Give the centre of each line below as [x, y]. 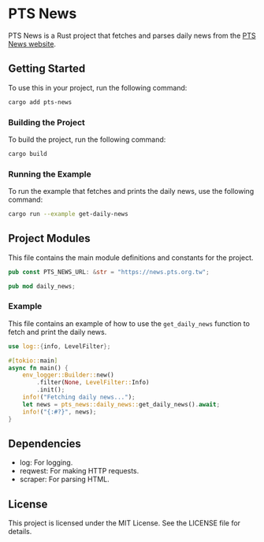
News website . [32, 43]
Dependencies [45, 443]
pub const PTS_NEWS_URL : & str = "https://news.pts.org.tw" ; [109, 272]
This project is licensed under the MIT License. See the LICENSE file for [125, 523]
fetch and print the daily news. [58, 332]
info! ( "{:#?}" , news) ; [59, 412]
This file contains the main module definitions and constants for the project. [131, 258]
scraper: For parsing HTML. [65, 479]
